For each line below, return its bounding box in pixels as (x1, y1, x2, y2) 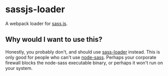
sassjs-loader (5, 4, 65, 15)
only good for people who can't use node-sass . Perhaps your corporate (5, 54, 157, 60)
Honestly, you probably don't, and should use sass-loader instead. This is (5, 48, 160, 55)
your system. (5, 65, 33, 71)
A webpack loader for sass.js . (5, 20, 68, 27)
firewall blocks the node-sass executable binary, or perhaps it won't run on (5, 60, 163, 66)
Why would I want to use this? (5, 35, 103, 44)
